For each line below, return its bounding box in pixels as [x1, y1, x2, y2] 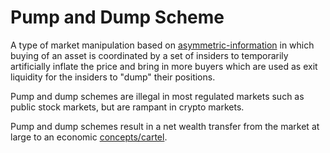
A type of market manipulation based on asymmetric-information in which [10, 39, 315, 51]
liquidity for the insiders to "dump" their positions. [10, 71, 216, 83]
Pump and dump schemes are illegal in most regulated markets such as [10, 90, 305, 102]
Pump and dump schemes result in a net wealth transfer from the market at [10, 120, 320, 132]
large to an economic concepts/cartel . [10, 131, 168, 143]
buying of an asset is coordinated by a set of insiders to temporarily [10, 49, 289, 61]
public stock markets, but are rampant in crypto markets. [10, 101, 245, 113]
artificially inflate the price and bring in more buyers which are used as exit [10, 60, 318, 72]
